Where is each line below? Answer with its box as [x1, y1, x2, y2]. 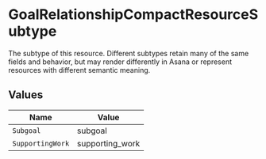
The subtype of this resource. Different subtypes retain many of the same [8, 48, 249, 58]
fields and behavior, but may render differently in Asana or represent [8, 57, 233, 66]
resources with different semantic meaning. [8, 65, 151, 74]
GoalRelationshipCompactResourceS [8, 6, 259, 24]
